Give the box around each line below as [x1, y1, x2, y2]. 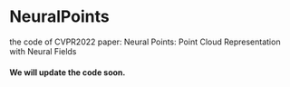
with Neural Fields [9, 45, 77, 56]
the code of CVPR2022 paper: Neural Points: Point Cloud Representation [9, 36, 281, 47]
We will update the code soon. [9, 66, 126, 78]
